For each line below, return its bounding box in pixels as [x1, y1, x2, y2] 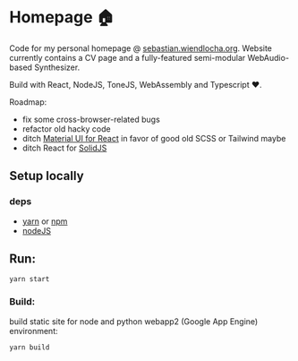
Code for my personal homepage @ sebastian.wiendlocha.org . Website [9, 42, 273, 54]
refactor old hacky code [21, 123, 111, 134]
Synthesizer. [34, 62, 81, 73]
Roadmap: [9, 96, 47, 107]
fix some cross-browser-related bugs [21, 114, 161, 125]
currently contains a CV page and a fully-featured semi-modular [9, 52, 246, 63]
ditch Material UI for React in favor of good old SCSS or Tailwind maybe [21, 133, 286, 143]
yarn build [9, 342, 50, 352]
